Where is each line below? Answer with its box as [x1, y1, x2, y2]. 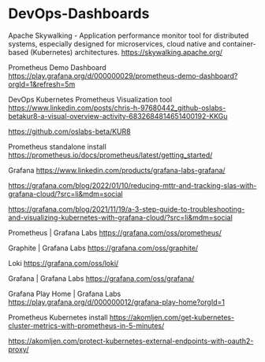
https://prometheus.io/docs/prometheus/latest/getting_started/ [8, 150, 213, 160]
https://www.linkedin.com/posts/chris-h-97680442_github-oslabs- [8, 103, 226, 113]
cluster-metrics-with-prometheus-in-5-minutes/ [8, 320, 165, 331]
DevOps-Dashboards [8, 5, 150, 23]
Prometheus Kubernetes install [8, 312, 108, 322]
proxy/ [8, 344, 29, 354]
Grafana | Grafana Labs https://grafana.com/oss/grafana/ [8, 273, 195, 283]
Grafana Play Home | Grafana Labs [8, 289, 121, 298]
